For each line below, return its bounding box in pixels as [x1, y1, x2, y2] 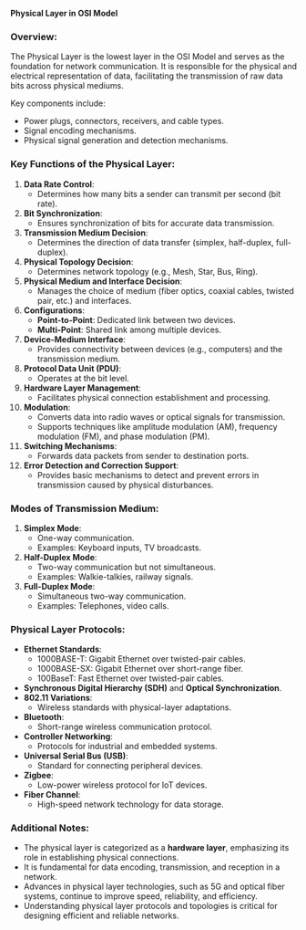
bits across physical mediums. [10, 80, 124, 91]
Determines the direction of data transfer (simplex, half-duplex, [36, 236, 274, 247]
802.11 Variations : [23, 693, 93, 704]
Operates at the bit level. [36, 372, 130, 383]
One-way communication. [36, 532, 135, 543]
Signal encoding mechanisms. [23, 125, 138, 136]
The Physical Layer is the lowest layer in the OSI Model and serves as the [10, 51, 285, 62]
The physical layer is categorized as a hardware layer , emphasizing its [23, 842, 290, 853]
